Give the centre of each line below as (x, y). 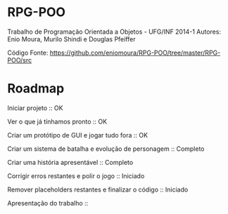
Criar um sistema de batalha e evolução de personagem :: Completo (106, 149)
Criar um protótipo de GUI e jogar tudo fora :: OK (78, 135)
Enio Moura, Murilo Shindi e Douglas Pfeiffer (71, 39)
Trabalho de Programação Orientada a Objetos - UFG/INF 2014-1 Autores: (114, 32)
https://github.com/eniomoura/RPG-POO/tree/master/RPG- (135, 53)
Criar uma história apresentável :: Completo (70, 162)
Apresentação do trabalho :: (48, 203)
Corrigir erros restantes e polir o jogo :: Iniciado (76, 175)
